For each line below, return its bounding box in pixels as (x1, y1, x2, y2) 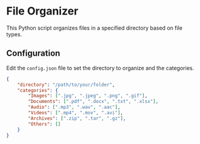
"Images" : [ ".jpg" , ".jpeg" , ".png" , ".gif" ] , (28, 93, 148, 99)
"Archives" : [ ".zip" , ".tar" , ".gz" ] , (28, 115, 126, 122)
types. (6, 30, 22, 38)
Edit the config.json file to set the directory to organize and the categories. (6, 64, 195, 71)
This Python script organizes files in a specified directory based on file (6, 24, 183, 31)
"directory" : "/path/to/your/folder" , (17, 82, 115, 88)
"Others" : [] (28, 121, 61, 127)
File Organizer (6, 4, 79, 18)
